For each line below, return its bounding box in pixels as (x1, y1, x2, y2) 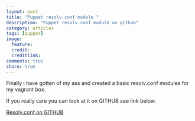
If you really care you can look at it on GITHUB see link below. (6, 97, 157, 104)
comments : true (6, 58, 44, 64)
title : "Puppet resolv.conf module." (6, 14, 99, 20)
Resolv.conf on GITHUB (6, 109, 64, 116)
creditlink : (11, 53, 41, 58)
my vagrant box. (6, 86, 46, 93)
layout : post (6, 8, 38, 15)
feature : (11, 42, 33, 48)
